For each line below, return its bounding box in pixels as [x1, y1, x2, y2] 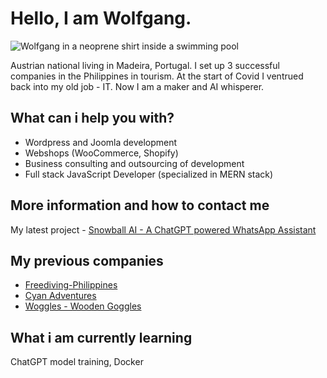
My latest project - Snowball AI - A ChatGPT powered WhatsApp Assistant [10, 223, 317, 236]
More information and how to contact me [10, 197, 270, 214]
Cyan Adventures [24, 290, 97, 302]
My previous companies [10, 252, 164, 269]
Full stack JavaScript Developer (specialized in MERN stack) [24, 168, 274, 180]
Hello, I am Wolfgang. [10, 7, 192, 30]
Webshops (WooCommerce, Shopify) [24, 147, 179, 159]
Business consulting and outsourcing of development [24, 157, 245, 169]
